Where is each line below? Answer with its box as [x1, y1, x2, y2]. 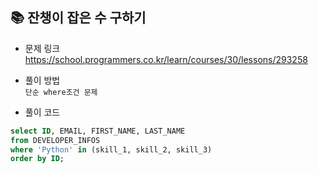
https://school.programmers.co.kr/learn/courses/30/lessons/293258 [24, 53, 308, 65]
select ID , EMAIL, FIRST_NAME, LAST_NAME [10, 126, 186, 136]
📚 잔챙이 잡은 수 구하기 [10, 9, 147, 27]
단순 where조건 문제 [24, 87, 98, 97]
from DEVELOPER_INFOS [10, 135, 101, 145]
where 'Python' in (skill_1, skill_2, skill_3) [10, 144, 213, 155]
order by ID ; [10, 154, 65, 164]
